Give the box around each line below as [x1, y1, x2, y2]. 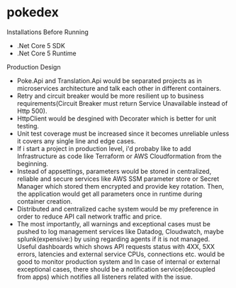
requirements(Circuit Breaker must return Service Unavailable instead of [16, 99, 228, 107]
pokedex [6, 4, 60, 21]
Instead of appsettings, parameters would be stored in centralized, [16, 167, 212, 175]
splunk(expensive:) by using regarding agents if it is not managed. [16, 235, 210, 243]
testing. [16, 121, 40, 130]
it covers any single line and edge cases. [16, 136, 136, 145]
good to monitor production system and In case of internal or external [16, 257, 220, 266]
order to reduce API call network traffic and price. [16, 212, 162, 221]
